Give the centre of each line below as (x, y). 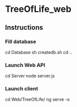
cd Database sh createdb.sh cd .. (38, 52)
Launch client (22, 89)
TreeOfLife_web (38, 9)
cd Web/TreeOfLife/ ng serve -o (38, 100)
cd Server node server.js (30, 76)
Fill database (21, 42)
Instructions (24, 27)
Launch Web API (25, 65)
